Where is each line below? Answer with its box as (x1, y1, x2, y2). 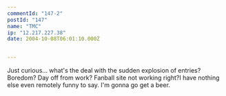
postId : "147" (7, 16, 48, 23)
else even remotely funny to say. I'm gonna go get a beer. (7, 81, 171, 89)
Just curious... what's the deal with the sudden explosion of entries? (7, 67, 201, 75)
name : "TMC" (7, 23, 41, 29)
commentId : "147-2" (7, 10, 63, 17)
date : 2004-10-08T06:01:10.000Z (7, 36, 100, 43)
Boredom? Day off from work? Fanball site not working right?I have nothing (7, 73, 220, 82)
